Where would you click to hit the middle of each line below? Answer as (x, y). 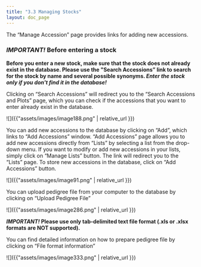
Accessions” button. (31, 168)
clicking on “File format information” (51, 246)
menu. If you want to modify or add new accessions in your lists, (101, 149)
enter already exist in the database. (50, 106)
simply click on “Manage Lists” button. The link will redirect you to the (92, 155)
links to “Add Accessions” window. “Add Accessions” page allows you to (96, 137)
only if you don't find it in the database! (56, 82)
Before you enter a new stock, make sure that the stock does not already (98, 63)
